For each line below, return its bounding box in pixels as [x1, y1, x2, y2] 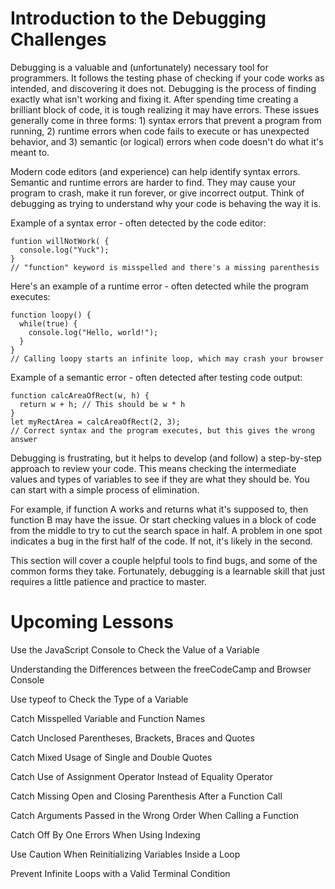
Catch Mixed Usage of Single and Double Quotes [10, 751, 213, 763]
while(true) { [19, 318, 78, 329]
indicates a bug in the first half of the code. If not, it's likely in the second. [10, 535, 313, 547]
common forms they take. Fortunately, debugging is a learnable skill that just [10, 565, 325, 577]
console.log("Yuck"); [19, 245, 110, 255]
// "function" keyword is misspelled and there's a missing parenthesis [10, 262, 320, 272]
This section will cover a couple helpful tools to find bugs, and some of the [10, 554, 318, 566]
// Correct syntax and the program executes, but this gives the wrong [10, 425, 315, 436]
